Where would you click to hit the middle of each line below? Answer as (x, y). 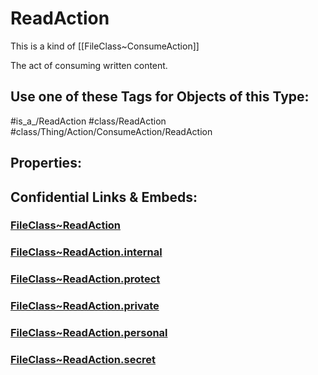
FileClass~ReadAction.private (85, 306)
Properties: (46, 163)
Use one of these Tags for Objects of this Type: (160, 97)
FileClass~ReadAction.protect (85, 279)
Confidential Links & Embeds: (104, 197)
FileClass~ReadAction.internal (86, 252)
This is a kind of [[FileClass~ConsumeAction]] (105, 46)
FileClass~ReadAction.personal (89, 333)
